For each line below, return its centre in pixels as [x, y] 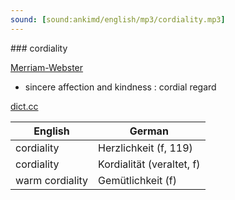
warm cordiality [52, 180]
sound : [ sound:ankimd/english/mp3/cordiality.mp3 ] [118, 19]
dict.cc [24, 106]
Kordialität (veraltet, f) [149, 164]
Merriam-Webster [47, 67]
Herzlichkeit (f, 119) [145, 148]
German [149, 131]
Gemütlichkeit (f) [138, 180]
